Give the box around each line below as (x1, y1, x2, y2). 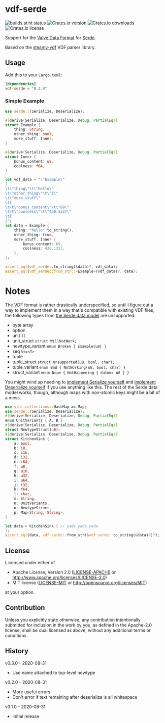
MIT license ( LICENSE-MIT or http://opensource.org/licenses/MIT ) (12, 580, 147, 586)
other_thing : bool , (14, 132, 54, 137)
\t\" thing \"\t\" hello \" (5, 187, 54, 192)
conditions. (5, 632, 28, 638)
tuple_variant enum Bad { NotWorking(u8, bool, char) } (12, 364, 126, 370)
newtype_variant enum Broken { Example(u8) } (12, 343, 107, 349)
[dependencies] (5, 81, 36, 86)
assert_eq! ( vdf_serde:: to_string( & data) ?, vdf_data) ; (5, 264, 118, 269)
